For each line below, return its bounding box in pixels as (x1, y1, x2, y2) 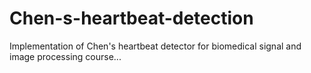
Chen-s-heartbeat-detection (9, 7, 254, 30)
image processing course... (9, 50, 122, 62)
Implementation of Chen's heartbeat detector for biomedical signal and (9, 40, 302, 52)
